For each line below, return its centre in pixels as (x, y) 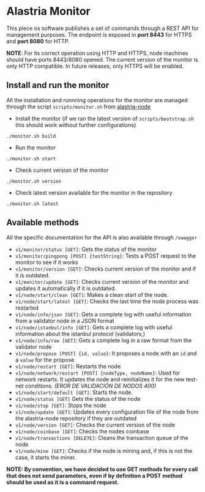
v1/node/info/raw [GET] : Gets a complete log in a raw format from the (103, 340)
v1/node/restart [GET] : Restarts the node (68, 366)
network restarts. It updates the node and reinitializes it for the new (100, 379)
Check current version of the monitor (62, 170)
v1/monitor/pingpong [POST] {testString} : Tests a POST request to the (106, 256)
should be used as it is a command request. (63, 482)
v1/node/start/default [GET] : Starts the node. (74, 392)
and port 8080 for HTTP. (38, 41)
